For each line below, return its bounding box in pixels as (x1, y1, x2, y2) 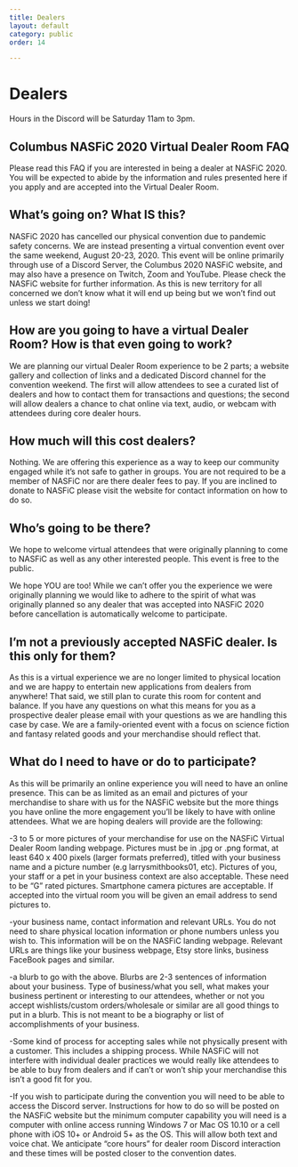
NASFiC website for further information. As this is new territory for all (9, 278, 262, 289)
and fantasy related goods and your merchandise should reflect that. (9, 728, 261, 739)
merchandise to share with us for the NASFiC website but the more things (9, 797, 279, 808)
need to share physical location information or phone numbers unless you (9, 926, 279, 937)
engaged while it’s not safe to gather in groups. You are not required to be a (9, 466, 286, 477)
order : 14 (9, 37, 46, 47)
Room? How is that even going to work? (9, 337, 233, 352)
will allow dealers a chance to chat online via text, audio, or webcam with (9, 398, 277, 409)
